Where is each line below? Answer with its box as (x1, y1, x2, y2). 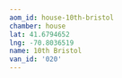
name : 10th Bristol (9, 47, 83, 56)
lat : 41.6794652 (9, 30, 70, 39)
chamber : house (9, 22, 66, 30)
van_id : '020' (9, 55, 63, 64)
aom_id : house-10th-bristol (9, 13, 115, 22)
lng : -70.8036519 (9, 38, 74, 48)
